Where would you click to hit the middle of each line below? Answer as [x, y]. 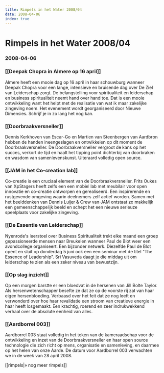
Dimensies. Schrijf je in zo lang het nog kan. [49, 113]
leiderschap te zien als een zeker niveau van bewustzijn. [62, 262]
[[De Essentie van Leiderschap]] [44, 225]
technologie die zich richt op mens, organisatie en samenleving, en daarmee [82, 345]
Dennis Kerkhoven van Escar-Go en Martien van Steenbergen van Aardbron [82, 137]
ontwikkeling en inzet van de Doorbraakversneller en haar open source [77, 340]
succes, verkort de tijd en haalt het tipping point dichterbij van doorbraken [80, 153]
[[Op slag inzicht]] [27, 274]
